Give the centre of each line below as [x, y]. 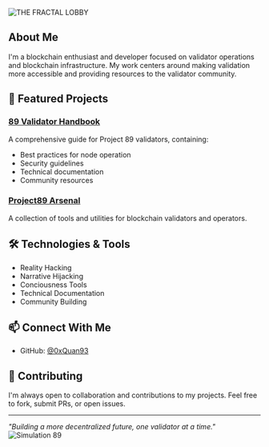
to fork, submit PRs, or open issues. [67, 404]
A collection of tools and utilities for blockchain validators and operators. [128, 218]
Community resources [56, 180]
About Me [33, 37]
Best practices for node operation [75, 154]
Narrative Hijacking [52, 276]
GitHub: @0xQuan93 [54, 351]
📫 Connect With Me [60, 327]
